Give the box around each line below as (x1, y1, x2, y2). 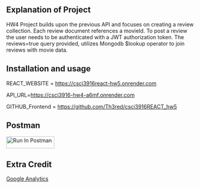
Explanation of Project (6, 5, 91, 15)
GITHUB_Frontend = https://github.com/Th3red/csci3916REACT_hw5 (6, 103, 177, 110)
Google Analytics (6, 175, 49, 183)
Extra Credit (6, 159, 52, 169)
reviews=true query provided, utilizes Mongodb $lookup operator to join (6, 40, 185, 47)
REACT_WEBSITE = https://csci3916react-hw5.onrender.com (6, 79, 157, 86)
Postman (6, 120, 41, 131)
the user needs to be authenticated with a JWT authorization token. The (6, 33, 184, 41)
